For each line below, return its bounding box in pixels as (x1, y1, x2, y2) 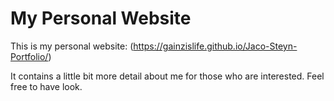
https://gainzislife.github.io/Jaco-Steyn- (133, 40, 298, 52)
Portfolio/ (10, 50, 49, 62)
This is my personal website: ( (10, 40, 134, 52)
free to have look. (10, 80, 83, 92)
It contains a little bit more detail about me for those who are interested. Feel (10, 70, 325, 82)
